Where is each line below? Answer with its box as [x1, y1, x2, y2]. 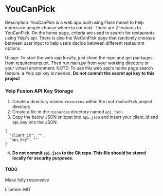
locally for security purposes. [12, 155, 74, 161]
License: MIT [5, 186, 31, 193]
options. [5, 45, 22, 51]
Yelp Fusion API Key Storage [5, 88, 73, 94]
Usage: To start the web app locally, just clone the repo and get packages [5, 54, 153, 60]
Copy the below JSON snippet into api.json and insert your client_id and [12, 114, 158, 120]
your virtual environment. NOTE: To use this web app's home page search [5, 65, 153, 71]
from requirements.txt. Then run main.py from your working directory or [5, 60, 149, 66]
